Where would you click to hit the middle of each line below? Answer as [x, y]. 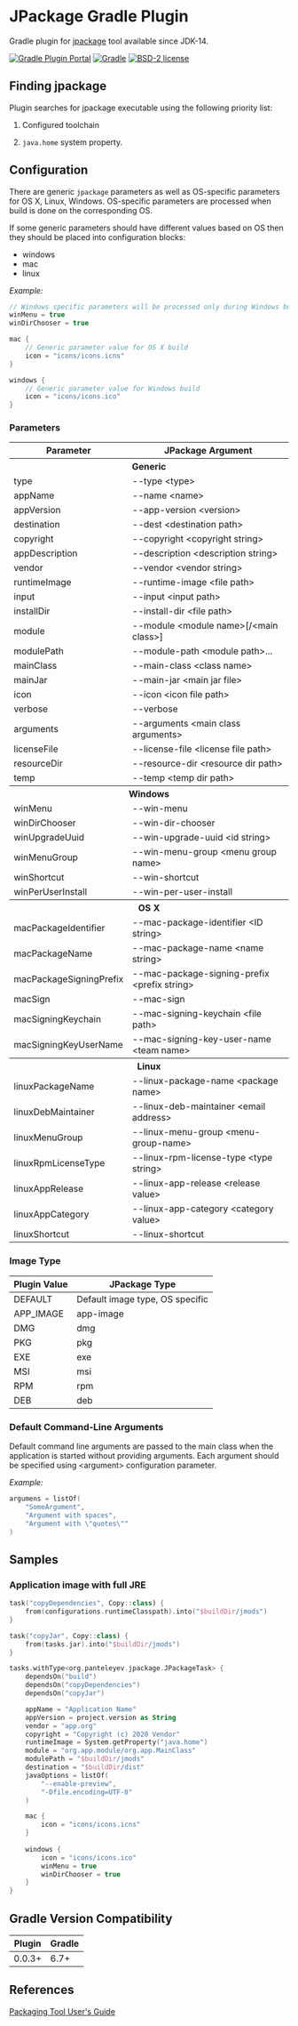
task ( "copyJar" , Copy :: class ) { [69, 1636]
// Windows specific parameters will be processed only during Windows [144, 307]
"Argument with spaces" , [71, 1515]
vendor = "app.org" [61, 1726]
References [42, 1990]
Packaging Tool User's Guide [62, 2011]
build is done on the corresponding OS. [81, 210]
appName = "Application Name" [81, 1709]
